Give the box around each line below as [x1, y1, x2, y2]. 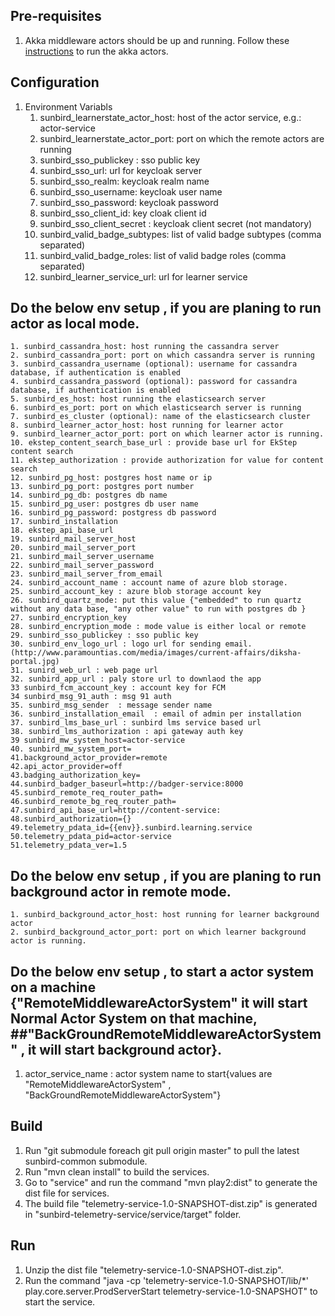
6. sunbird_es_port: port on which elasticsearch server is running [10, 403, 302, 413]
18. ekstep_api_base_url [10, 525, 114, 536]
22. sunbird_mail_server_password [10, 560, 155, 571]
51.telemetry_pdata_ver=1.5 [10, 840, 128, 851]
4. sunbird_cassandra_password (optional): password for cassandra [10, 377, 298, 387]
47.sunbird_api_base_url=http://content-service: [10, 805, 222, 816]
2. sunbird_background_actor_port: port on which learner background [10, 927, 307, 938]
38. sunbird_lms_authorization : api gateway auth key [10, 727, 244, 737]
